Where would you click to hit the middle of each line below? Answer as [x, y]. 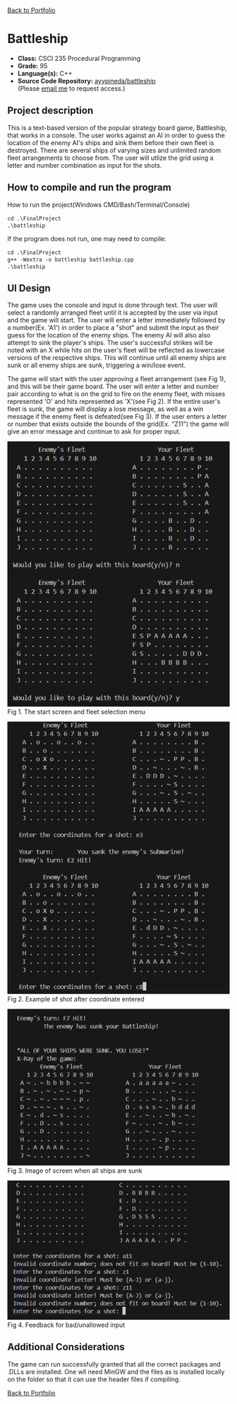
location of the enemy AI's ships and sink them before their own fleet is [111, 143]
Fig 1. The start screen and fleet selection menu [77, 712]
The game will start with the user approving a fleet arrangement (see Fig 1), [117, 379]
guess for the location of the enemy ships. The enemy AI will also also [109, 335]
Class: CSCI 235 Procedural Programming [79, 58]
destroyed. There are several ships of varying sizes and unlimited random [114, 150]
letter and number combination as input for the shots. [85, 165]
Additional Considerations [66, 1347]
